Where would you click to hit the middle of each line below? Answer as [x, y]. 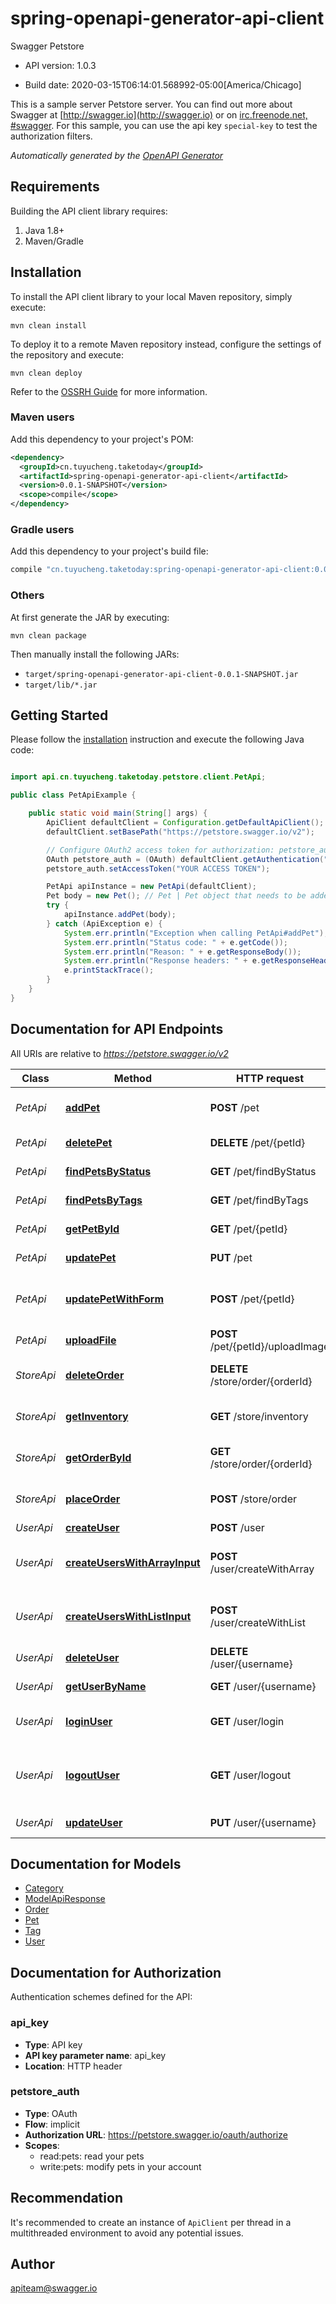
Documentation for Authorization [116, 1972]
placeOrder [93, 1499]
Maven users [42, 417]
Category [44, 1888]
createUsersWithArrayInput [133, 1562]
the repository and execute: [67, 354]
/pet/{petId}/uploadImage [269, 1346]
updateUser [94, 1822]
